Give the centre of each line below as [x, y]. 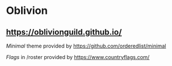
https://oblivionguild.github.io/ [64, 32]
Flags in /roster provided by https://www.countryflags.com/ [78, 57]
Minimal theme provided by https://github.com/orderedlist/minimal [86, 46]
